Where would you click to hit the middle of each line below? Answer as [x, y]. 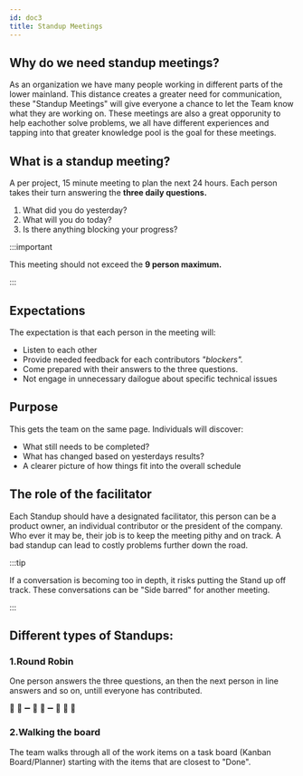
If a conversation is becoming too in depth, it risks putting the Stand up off [148, 580]
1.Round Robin [42, 661]
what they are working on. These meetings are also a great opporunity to [145, 113]
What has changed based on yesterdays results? [114, 456]
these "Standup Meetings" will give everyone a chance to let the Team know [151, 104]
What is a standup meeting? [90, 161]
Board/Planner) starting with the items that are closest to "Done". [130, 762]
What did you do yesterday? [75, 210]
